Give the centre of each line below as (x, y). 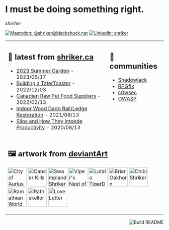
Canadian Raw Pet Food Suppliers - (59, 96)
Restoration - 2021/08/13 (48, 115)
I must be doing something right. (75, 9)
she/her (13, 23)
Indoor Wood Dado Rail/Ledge (52, 108)
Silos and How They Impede (50, 121)
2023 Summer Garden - (45, 71)
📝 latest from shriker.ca (51, 57)
